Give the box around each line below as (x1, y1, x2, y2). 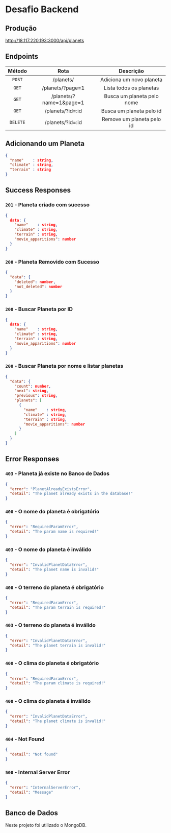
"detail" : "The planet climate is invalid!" (10, 719, 106, 724)
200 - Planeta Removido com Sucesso (5, 258, 99, 265)
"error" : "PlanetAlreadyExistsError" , (10, 486, 93, 491)
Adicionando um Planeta (5, 139, 85, 148)
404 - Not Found (5, 735, 45, 743)
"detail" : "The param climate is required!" (10, 681, 106, 686)
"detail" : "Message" (10, 790, 53, 795)
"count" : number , (14, 384, 51, 389)
